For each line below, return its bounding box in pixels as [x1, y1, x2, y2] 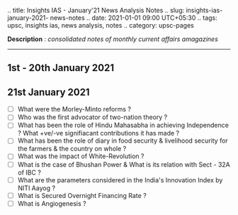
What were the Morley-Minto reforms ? [17, 105, 131, 114]
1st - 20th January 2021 [7, 62, 115, 74]
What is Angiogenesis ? [17, 199, 86, 208]
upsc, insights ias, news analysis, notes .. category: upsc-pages [7, 21, 195, 29]
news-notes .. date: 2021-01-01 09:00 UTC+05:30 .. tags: [50, 13, 217, 22]
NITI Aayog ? [17, 184, 55, 192]
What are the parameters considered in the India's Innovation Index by [17, 175, 223, 184]
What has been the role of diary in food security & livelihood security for [17, 136, 228, 145]
